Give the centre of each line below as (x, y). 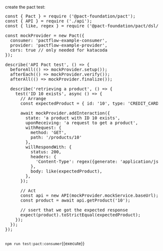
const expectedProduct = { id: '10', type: (73, 103)
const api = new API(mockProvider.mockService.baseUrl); (89, 196)
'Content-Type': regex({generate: (77, 162)
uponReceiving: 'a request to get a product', (82, 123)
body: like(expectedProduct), (67, 171)
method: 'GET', (49, 133)
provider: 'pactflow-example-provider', (59, 45)
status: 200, (46, 152)
